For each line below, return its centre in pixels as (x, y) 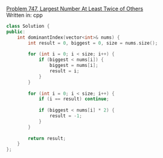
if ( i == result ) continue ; (74, 99)
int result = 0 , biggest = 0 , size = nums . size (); (93, 43)
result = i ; (64, 71)
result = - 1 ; (66, 116)
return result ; (47, 138)
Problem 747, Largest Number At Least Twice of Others (75, 9)
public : (16, 32)
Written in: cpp (25, 15)
